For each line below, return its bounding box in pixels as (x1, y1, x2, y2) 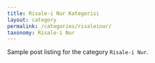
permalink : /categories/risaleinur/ (7, 23, 112, 29)
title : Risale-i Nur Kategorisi (7, 10, 99, 17)
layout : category (7, 16, 57, 23)
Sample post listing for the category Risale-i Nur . (7, 48, 149, 56)
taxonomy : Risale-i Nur (7, 29, 75, 36)
